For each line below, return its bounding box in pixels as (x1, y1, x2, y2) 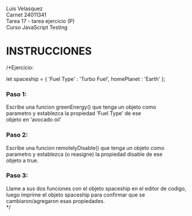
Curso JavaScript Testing (6, 24, 68, 31)
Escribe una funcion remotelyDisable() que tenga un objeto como (6, 144, 165, 151)
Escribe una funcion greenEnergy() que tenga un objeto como (6, 103, 157, 111)
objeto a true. (6, 156, 39, 164)
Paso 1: (6, 90, 27, 98)
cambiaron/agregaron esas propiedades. (6, 197, 105, 204)
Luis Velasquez (6, 5, 43, 12)
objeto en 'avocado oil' (6, 116, 62, 123)
